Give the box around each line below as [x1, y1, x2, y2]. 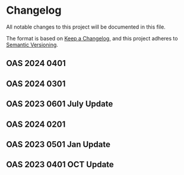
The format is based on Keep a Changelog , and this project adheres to [6, 35, 178, 42]
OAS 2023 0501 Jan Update [6, 139, 111, 149]
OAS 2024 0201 [6, 119, 66, 129]
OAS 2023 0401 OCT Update [6, 160, 114, 170]
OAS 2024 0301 [6, 79, 66, 89]
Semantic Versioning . [6, 41, 58, 48]
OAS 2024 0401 [6, 58, 66, 68]
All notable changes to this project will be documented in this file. [6, 23, 166, 30]
